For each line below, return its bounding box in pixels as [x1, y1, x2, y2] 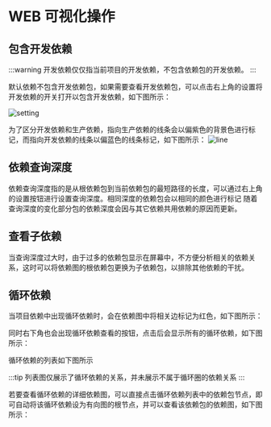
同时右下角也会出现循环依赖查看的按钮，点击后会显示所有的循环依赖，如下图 [8, 328, 263, 338]
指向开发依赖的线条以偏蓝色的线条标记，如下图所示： [29, 135, 206, 144]
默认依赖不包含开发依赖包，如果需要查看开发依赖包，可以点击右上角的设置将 [8, 82, 263, 91]
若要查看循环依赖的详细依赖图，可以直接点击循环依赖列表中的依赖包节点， [8, 390, 256, 400]
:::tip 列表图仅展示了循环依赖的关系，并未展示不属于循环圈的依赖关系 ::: [8, 372, 245, 383]
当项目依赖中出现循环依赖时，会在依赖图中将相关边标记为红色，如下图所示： [8, 311, 263, 321]
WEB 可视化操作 [8, 7, 115, 26]
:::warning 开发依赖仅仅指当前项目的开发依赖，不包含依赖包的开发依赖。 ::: [8, 65, 256, 74]
